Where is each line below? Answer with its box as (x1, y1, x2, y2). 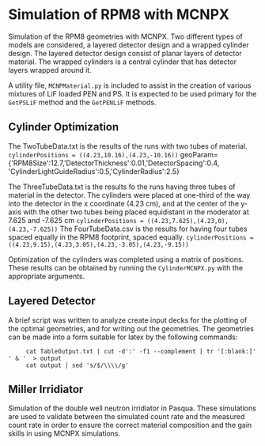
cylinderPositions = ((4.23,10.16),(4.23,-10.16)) (8, 151, 179, 159)
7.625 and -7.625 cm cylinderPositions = (8, 215, 144, 225)
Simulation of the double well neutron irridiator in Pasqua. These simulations (8, 403, 257, 413)
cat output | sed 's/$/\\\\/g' (25, 361, 129, 369)
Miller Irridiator (8, 382, 84, 396)
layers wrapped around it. (8, 65, 93, 74)
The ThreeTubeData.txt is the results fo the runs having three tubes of (8, 182, 236, 191)
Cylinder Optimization (8, 120, 119, 134)
